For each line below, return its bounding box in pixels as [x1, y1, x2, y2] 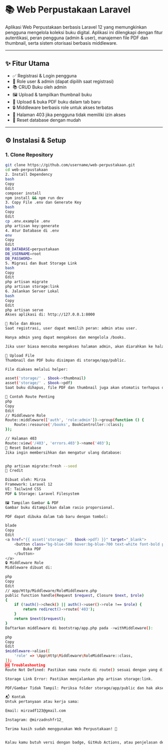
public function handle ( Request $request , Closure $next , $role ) [5, 593, 144, 598]
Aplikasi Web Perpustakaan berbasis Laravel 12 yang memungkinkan [5, 24, 147, 30]
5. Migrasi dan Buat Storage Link [5, 261, 77, 266]
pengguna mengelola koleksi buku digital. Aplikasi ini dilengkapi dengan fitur [5, 29, 163, 35]
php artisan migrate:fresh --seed [5, 463, 77, 469]
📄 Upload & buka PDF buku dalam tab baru [12, 98, 101, 104]
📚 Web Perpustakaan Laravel [5, 4, 131, 16]
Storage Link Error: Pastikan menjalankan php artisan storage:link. [5, 676, 153, 681]
